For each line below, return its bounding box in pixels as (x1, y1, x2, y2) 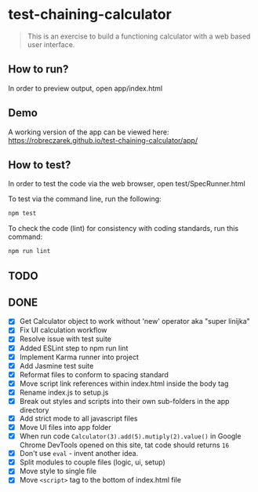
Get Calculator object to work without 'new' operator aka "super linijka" (19, 317, 251, 326)
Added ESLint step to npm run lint (19, 343, 129, 353)
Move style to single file (19, 466, 96, 476)
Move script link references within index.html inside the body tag (19, 379, 229, 388)
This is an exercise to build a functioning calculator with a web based (27, 31, 251, 41)
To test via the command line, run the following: (8, 194, 162, 204)
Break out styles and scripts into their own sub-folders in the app (19, 396, 230, 406)
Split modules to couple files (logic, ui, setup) (19, 457, 166, 467)
